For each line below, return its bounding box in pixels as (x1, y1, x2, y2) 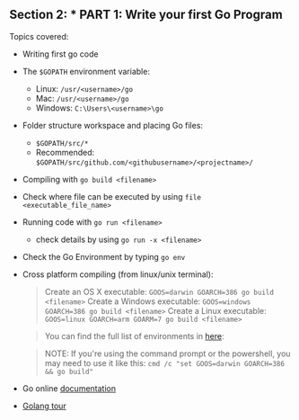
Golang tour (22, 400, 67, 411)
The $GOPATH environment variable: (22, 66, 151, 76)
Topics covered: (9, 31, 69, 41)
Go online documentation (22, 382, 117, 394)
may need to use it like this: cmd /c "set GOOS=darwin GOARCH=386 (44, 357, 286, 368)
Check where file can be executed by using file (22, 191, 202, 201)
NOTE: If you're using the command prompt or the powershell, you (44, 348, 291, 359)
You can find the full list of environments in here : (44, 330, 224, 341)
